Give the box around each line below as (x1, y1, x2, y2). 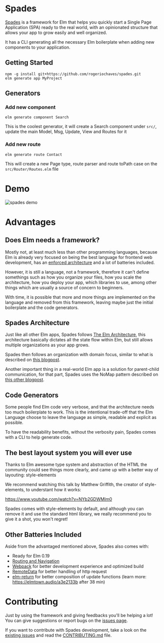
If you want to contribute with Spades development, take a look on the (5, 627, 147, 633)
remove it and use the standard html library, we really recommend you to (5, 511, 152, 517)
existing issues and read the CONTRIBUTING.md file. (5, 632, 112, 638)
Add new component (5, 104, 56, 111)
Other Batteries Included (5, 530, 82, 539)
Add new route (5, 141, 41, 148)
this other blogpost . (5, 377, 45, 383)
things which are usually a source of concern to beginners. (5, 284, 124, 290)
